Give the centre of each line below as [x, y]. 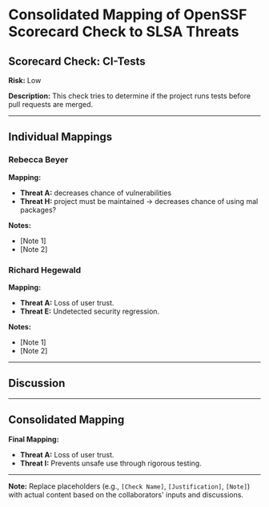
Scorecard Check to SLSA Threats [124, 32]
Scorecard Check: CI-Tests [77, 61]
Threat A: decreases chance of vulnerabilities [96, 193]
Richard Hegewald [45, 269]
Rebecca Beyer [38, 160]
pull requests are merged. [51, 104]
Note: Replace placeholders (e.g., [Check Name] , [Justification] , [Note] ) [129, 486]
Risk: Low [25, 80]
